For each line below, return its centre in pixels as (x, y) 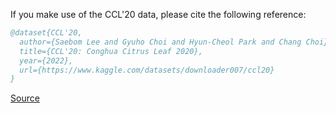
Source (25, 98)
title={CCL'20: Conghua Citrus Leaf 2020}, (111, 51)
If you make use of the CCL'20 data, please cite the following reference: (158, 14)
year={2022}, (46, 60)
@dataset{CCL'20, (46, 33)
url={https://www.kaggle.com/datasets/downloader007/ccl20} (147, 70)
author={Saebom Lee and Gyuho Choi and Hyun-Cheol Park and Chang (160, 42)
